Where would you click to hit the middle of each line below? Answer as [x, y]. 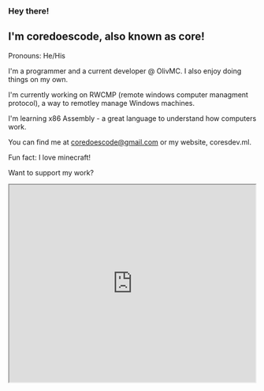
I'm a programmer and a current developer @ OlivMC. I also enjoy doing [125, 71]
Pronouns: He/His [37, 55]
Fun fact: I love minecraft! [50, 157]
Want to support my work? [51, 172]
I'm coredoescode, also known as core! [106, 37]
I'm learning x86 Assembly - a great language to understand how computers [132, 118]
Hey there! [29, 11]
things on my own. [38, 79]
